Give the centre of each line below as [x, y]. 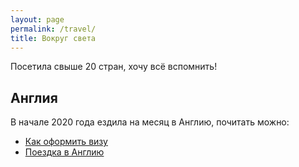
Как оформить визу [66, 142]
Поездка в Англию [64, 152]
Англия [34, 97]
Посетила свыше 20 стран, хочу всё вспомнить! [114, 67]
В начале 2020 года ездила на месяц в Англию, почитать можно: [150, 122]
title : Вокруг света [53, 38]
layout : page [37, 19]
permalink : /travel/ [53, 29]
